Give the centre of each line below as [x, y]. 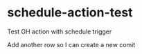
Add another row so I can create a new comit [71, 44]
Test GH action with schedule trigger [60, 31]
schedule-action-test [70, 13]
